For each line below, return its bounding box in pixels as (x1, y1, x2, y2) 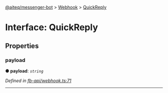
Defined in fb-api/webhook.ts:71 (5, 77, 71, 83)
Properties (5, 41, 39, 50)
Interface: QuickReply (5, 22, 98, 33)
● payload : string (5, 67, 43, 74)
